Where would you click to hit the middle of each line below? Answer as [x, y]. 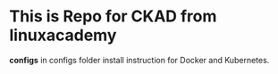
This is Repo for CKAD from [113, 16]
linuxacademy [63, 35]
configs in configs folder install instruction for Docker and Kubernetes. [139, 60]
